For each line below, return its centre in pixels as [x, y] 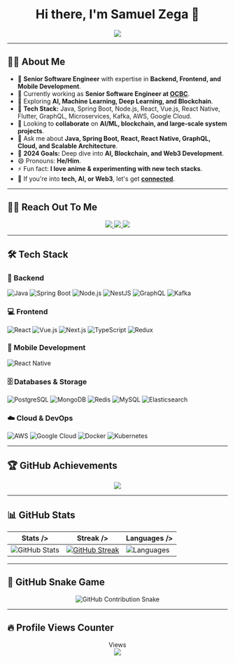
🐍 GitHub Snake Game [56, 582]
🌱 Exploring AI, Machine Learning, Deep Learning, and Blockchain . [115, 101]
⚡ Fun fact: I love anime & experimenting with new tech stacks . [110, 168]
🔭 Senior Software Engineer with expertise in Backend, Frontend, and [119, 78]
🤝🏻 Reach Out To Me [52, 207]
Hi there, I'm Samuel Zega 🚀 [117, 14]
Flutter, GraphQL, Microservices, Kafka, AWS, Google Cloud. [105, 116]
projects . [30, 131]
